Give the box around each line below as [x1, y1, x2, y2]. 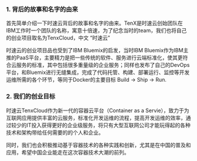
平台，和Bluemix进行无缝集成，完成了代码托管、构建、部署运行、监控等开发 [6, 69, 190, 76]
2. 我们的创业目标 [6, 92, 56, 100]
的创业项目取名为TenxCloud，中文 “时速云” [6, 34, 110, 42]
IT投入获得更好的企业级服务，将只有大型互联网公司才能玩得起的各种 [26, 122, 191, 129]
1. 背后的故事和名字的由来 [6, 5, 78, 13]
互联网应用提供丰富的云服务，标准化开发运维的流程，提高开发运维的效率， [6, 114, 186, 121]
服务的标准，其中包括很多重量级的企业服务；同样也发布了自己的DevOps [16, 62, 190, 69]
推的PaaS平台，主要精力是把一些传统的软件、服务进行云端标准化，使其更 [6, 54, 183, 61]
